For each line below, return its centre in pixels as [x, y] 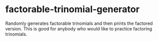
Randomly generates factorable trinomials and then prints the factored [79, 23]
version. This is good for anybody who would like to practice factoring [79, 28]
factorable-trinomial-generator [73, 9]
